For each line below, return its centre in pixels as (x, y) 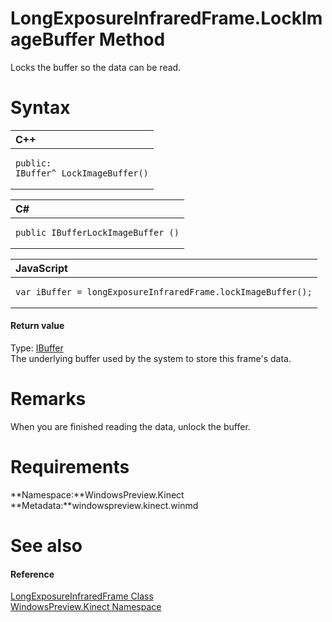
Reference (32, 574)
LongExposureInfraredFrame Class (82, 596)
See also (46, 546)
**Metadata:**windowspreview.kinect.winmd (104, 505)
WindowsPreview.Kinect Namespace (86, 607)
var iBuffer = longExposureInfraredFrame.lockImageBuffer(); (164, 291)
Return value (37, 326)
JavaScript (41, 268)
